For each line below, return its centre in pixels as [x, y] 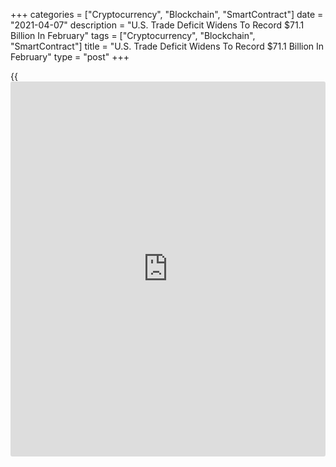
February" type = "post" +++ [70, 57]
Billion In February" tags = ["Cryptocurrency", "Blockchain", [133, 35]
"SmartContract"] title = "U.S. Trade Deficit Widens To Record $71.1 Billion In [167, 46]
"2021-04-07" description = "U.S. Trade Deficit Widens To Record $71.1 [157, 25]
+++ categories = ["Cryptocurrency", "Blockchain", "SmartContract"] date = [167, 14]
